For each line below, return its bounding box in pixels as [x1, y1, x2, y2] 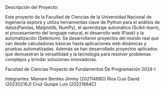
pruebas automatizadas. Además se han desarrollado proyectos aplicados [5, 46, 158, 51]
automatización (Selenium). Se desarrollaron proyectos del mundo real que [5, 35, 159, 41]
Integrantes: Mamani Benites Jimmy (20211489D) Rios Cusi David [5, 76, 140, 81]
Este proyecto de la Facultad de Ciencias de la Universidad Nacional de [5, 14, 152, 19]
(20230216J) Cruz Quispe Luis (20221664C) [5, 81, 97, 87]
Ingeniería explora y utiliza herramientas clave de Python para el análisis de [5, 19, 161, 25]
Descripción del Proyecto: [5, 4, 58, 10]
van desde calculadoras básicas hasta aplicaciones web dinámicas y [5, 40, 147, 46]
